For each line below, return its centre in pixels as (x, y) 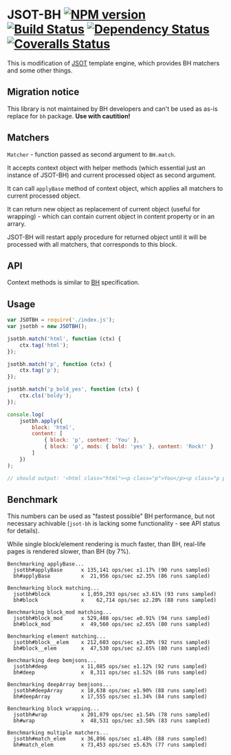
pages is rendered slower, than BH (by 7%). (69, 552)
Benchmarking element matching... (57, 637)
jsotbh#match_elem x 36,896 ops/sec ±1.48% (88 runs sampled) (110, 739)
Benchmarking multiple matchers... (58, 733)
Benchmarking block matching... (53, 588)
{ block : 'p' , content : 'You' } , (91, 440)
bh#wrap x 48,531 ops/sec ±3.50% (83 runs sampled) (112, 721)
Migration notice (43, 92)
